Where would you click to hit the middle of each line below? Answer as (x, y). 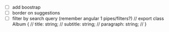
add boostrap (26, 7)
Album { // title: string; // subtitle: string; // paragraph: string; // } (79, 24)
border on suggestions (36, 13)
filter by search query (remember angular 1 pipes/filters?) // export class (88, 18)
